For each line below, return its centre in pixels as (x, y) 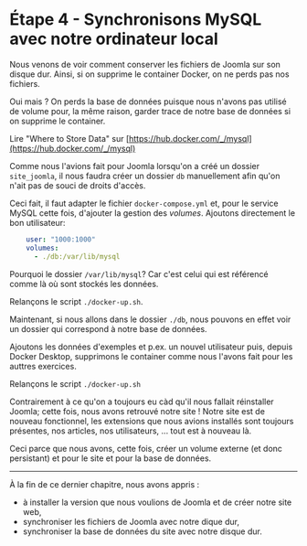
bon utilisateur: (37, 222)
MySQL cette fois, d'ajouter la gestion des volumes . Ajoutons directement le (152, 213)
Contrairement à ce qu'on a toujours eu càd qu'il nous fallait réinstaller (142, 401)
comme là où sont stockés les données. (84, 284)
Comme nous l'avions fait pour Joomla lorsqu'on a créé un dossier (135, 166)
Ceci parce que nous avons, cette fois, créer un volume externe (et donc (146, 448)
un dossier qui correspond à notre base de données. (108, 328)
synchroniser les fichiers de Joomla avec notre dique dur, (131, 521)
